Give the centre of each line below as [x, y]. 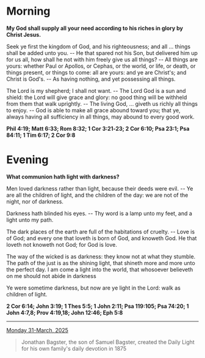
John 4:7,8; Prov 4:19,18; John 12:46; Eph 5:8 [65, 312]
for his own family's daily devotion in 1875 [74, 348]
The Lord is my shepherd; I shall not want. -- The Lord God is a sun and [96, 90]
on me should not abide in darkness [51, 276]
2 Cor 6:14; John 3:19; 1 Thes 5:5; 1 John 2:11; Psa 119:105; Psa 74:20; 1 [98, 306]
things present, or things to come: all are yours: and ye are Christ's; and [96, 72]
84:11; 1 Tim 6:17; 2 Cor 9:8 [41, 135]
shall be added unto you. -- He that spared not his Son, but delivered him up [102, 53]
